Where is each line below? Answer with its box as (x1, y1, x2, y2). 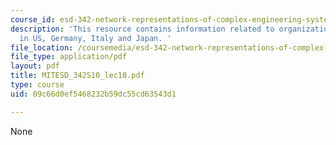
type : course (10, 80, 65, 90)
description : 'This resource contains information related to (10, 24, 275, 34)
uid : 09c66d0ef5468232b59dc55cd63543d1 (10, 89, 177, 99)
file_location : (10, 42, 74, 53)
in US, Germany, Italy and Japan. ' (19, 33, 172, 43)
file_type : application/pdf (10, 52, 128, 62)
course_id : (10, 14, 56, 25)
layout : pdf (10, 61, 60, 71)
